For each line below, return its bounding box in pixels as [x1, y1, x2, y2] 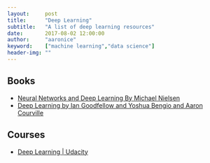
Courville [17, 108, 44, 117]
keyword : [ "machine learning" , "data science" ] [7, 43, 155, 50]
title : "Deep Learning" [7, 17, 92, 24]
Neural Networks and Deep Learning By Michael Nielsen [17, 94, 181, 102]
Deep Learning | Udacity [17, 148, 89, 156]
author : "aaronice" [7, 36, 77, 43]
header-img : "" [7, 50, 52, 57]
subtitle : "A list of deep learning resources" [7, 23, 155, 30]
